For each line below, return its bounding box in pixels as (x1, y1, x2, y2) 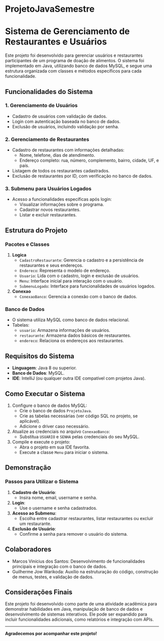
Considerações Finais (5, 588, 73, 596)
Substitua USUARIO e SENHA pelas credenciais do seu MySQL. (19, 434, 140, 440)
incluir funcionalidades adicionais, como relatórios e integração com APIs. (5, 617, 154, 622)
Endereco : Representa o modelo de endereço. (19, 268, 111, 274)
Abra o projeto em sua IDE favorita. (19, 444, 90, 450)
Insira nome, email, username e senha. (19, 495, 98, 500)
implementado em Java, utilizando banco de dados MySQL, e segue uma (5, 63, 152, 69)
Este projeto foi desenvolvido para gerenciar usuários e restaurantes (5, 52, 143, 58)
